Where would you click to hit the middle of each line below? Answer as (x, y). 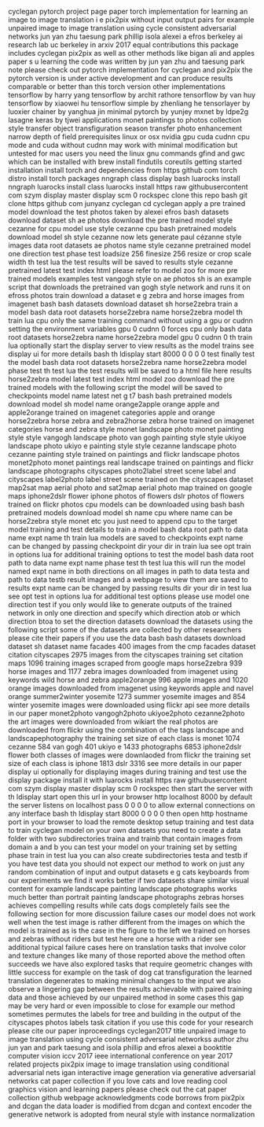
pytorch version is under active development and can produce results (121, 78)
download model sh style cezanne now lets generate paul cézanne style (125, 237)
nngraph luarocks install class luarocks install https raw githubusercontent (128, 187)
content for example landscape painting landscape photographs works (123, 889)
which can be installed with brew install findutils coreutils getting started (125, 162)
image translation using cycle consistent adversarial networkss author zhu (128, 1039)
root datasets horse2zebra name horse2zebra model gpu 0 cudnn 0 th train (130, 337)
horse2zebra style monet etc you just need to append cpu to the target (123, 521)
